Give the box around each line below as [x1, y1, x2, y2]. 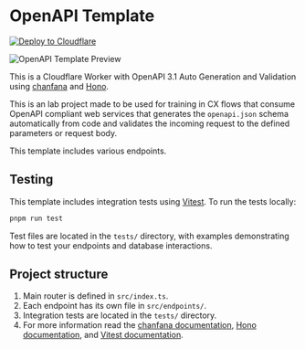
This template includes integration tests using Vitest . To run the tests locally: [9, 196, 297, 206]
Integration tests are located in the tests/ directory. [22, 310, 217, 321]
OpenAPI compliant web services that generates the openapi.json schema [9, 108, 289, 119]
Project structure [9, 267, 109, 282]
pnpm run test [9, 214, 64, 223]
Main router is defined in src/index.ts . [22, 291, 169, 301]
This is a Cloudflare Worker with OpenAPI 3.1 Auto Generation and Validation [9, 70, 297, 82]
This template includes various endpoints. [9, 145, 167, 156]
